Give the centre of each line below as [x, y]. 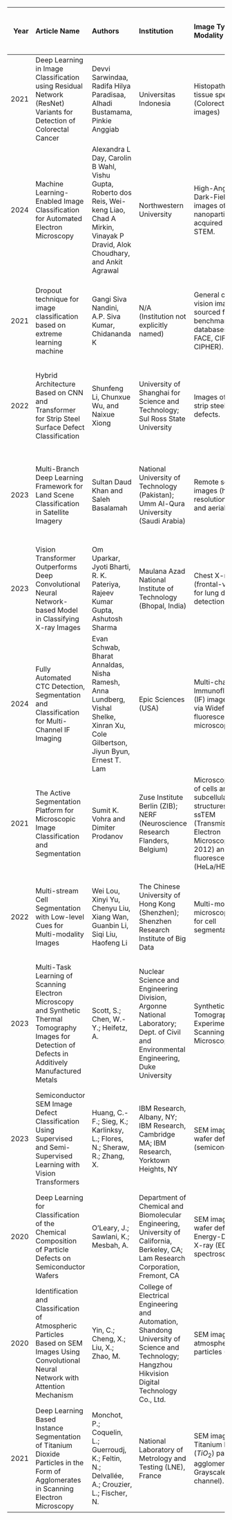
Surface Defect [60, 427]
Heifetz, [115, 1028]
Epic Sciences [162, 699]
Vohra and [109, 819]
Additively [52, 1062]
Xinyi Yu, [106, 899]
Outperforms [56, 567]
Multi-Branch [57, 469]
